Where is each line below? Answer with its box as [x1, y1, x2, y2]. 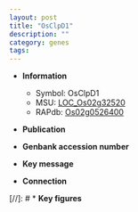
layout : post [9, 12, 58, 22]
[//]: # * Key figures [9, 193, 82, 204]
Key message [21, 159, 74, 169]
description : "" [9, 29, 69, 38]
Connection [21, 175, 67, 187]
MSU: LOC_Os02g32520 [35, 97, 126, 108]
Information [21, 70, 68, 81]
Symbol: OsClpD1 [35, 88, 100, 99]
